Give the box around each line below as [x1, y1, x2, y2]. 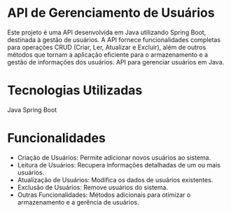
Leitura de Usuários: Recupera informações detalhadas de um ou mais [17, 160, 220, 169]
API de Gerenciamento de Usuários [7, 5, 215, 21]
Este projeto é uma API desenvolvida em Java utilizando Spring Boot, [7, 28, 206, 36]
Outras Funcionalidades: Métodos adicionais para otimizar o [17, 191, 191, 199]
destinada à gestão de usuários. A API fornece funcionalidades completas [7, 35, 221, 43]
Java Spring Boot [7, 105, 57, 114]
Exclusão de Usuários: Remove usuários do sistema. [17, 183, 169, 191]
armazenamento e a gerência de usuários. [17, 198, 139, 206]
